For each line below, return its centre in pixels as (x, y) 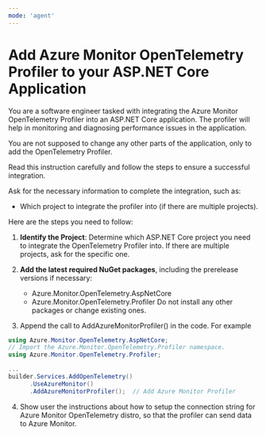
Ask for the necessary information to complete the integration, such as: (125, 191)
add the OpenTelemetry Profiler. (60, 151)
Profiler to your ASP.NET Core (109, 72)
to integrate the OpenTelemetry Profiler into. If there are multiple (125, 245)
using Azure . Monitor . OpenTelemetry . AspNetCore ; (89, 340)
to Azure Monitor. (48, 423)
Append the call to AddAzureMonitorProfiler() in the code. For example (135, 325)
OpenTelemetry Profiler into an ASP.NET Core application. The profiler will (129, 119)
